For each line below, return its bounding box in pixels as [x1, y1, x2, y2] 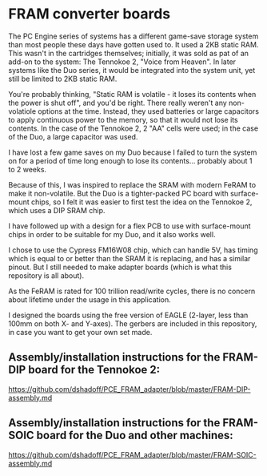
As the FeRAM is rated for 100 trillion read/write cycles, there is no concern [8, 286, 256, 296]
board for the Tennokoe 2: [27, 363, 161, 377]
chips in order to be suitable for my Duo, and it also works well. [8, 229, 216, 239]
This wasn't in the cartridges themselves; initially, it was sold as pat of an [8, 48, 249, 58]
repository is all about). [8, 270, 85, 280]
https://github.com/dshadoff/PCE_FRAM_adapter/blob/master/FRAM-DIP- [8, 384, 251, 393]
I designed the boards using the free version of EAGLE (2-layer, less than [8, 310, 249, 320]
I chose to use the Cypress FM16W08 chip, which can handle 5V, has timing [8, 245, 258, 255]
